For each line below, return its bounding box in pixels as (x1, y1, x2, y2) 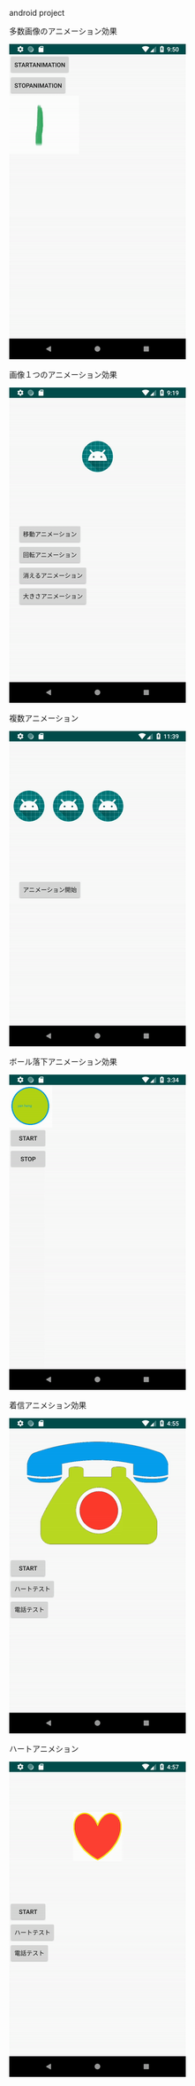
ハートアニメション (9, 1744, 79, 1754)
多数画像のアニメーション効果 (9, 26, 117, 36)
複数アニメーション (9, 713, 79, 723)
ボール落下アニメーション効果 (9, 1057, 117, 1066)
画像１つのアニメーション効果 (9, 370, 117, 379)
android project (9, 8, 65, 18)
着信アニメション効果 (9, 1400, 86, 1410)
